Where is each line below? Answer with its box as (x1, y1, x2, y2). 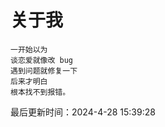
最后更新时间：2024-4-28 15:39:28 (10, 106, 156, 118)
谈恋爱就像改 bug (10, 55, 73, 65)
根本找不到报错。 (10, 87, 71, 97)
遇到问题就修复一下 (10, 66, 78, 76)
